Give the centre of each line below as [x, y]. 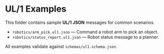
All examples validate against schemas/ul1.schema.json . [61, 46]
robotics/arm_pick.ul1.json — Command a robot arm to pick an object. [85, 32]
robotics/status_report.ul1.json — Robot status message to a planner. [85, 37]
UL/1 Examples [36, 9]
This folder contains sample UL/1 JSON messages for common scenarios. [80, 22]
